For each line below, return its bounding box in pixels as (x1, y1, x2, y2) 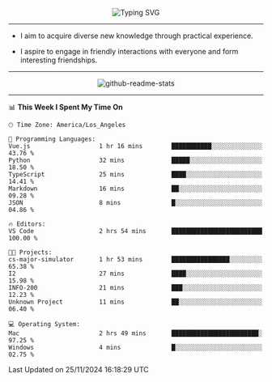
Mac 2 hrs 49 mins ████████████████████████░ (8, 329, 263, 337)
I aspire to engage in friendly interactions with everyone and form (19, 47, 239, 56)
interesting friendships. (19, 55, 98, 65)
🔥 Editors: (8, 220, 46, 228)
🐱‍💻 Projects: (8, 248, 53, 257)
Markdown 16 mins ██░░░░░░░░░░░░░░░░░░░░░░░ (8, 185, 263, 193)
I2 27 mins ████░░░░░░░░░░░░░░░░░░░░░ (8, 270, 263, 278)
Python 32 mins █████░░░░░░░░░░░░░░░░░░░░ (8, 156, 263, 164)
